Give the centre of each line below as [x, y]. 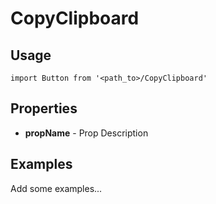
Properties [44, 108]
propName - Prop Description [86, 133]
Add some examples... [56, 188]
